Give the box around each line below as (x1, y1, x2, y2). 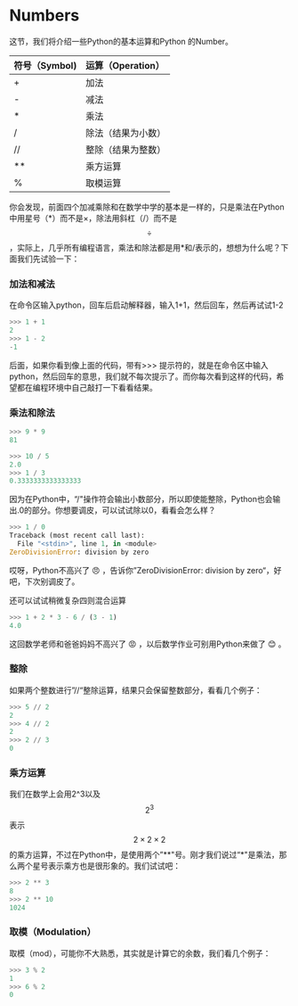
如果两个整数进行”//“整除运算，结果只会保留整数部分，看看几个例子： (9, 684, 262, 696)
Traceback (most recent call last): (9, 532, 145, 540)
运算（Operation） (85, 59, 165, 71)
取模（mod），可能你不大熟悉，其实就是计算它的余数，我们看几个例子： (9, 947, 271, 959)
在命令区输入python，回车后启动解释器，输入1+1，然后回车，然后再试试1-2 (9, 300, 284, 310)
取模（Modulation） (9, 926, 96, 938)
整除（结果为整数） (85, 144, 166, 156)
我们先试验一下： (16, 253, 80, 264)
